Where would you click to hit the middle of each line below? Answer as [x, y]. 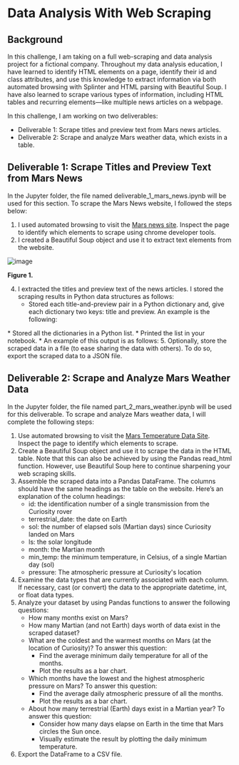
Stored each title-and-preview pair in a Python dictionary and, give [126, 304]
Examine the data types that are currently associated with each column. [123, 579]
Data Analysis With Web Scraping [110, 13]
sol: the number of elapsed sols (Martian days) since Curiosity [120, 527]
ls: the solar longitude [60, 542]
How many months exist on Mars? [78, 617]
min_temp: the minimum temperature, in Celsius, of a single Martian [127, 557]
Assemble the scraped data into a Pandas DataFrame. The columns [117, 481]
